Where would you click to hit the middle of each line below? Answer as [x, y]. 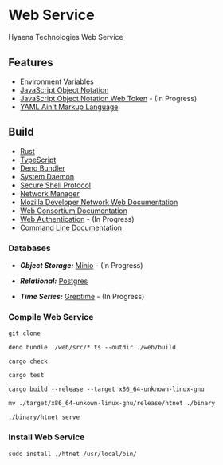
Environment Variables [57, 81]
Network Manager [49, 193]
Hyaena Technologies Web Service [66, 37]
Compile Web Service [51, 317]
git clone [25, 333]
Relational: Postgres [54, 281]
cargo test [26, 376]
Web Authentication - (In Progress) [77, 219]
